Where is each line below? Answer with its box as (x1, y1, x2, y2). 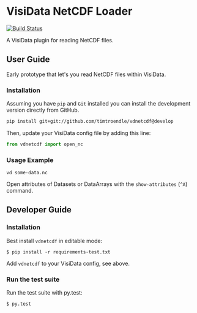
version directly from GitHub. (6, 106, 80, 114)
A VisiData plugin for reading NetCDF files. (6, 36, 114, 44)
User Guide (6, 54, 50, 65)
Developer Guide (6, 204, 72, 215)
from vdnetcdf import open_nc (6, 141, 84, 147)
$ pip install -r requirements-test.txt (6, 249, 111, 255)
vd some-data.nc (6, 170, 48, 176)
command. (6, 187, 34, 195)
